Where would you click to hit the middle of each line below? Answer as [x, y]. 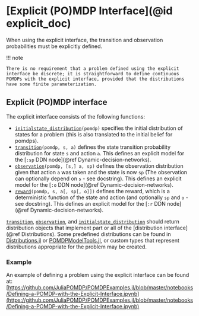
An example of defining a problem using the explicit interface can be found [98, 275]
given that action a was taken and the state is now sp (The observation [101, 172]
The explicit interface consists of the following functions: [76, 116]
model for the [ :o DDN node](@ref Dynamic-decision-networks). [94, 184]
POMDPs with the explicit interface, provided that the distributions [95, 79]
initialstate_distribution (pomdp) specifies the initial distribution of [99, 128]
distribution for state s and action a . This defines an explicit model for [99, 153]
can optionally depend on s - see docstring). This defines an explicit [98, 178]
